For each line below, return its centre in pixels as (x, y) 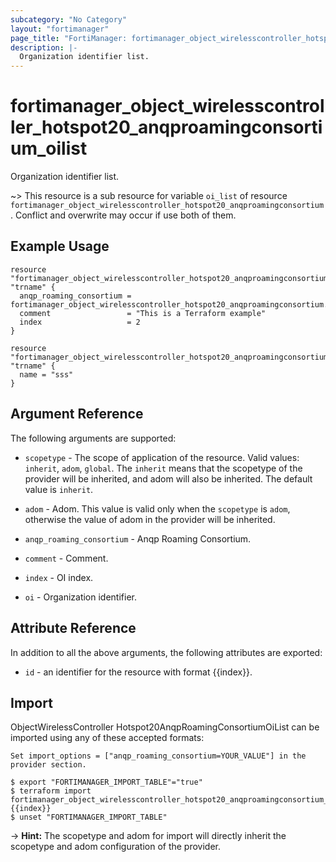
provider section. (48, 765)
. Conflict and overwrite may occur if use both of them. (123, 215)
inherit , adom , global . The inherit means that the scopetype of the (163, 468)
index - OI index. (59, 577)
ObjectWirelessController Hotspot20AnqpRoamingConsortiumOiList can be (165, 727)
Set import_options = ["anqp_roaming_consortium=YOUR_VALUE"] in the (158, 756)
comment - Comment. (66, 558)
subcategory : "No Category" (69, 19)
